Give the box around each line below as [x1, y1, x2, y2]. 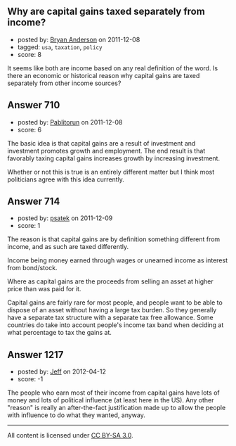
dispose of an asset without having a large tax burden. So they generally [7, 306, 217, 314]
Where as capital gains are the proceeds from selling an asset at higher [7, 277, 214, 286]
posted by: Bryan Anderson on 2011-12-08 [17, 35, 140, 44]
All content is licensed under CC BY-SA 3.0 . [7, 431, 133, 440]
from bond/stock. [7, 264, 58, 272]
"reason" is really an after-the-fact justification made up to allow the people [7, 404, 226, 412]
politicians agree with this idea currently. [7, 175, 125, 184]
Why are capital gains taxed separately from [7, 6, 205, 18]
